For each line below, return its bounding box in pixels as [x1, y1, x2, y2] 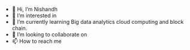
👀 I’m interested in [11, 12, 57, 19]
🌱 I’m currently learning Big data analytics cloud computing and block [11, 18, 184, 25]
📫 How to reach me [11, 37, 62, 45]
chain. [11, 24, 28, 32]
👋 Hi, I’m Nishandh [11, 6, 58, 12]
